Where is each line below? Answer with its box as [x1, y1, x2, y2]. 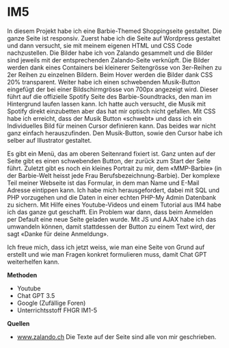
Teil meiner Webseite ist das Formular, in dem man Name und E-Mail [7, 178, 200, 187]
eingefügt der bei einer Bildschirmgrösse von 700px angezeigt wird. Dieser [7, 85, 219, 93]
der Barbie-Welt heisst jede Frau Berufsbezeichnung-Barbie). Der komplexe [7, 171, 220, 179]
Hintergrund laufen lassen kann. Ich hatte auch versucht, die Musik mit [7, 100, 206, 108]
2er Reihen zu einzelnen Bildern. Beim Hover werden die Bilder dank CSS [7, 70, 213, 79]
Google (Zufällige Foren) [16, 299, 86, 307]
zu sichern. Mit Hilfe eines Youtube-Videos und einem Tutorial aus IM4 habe [7, 200, 221, 209]
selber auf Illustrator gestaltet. [7, 136, 92, 144]
